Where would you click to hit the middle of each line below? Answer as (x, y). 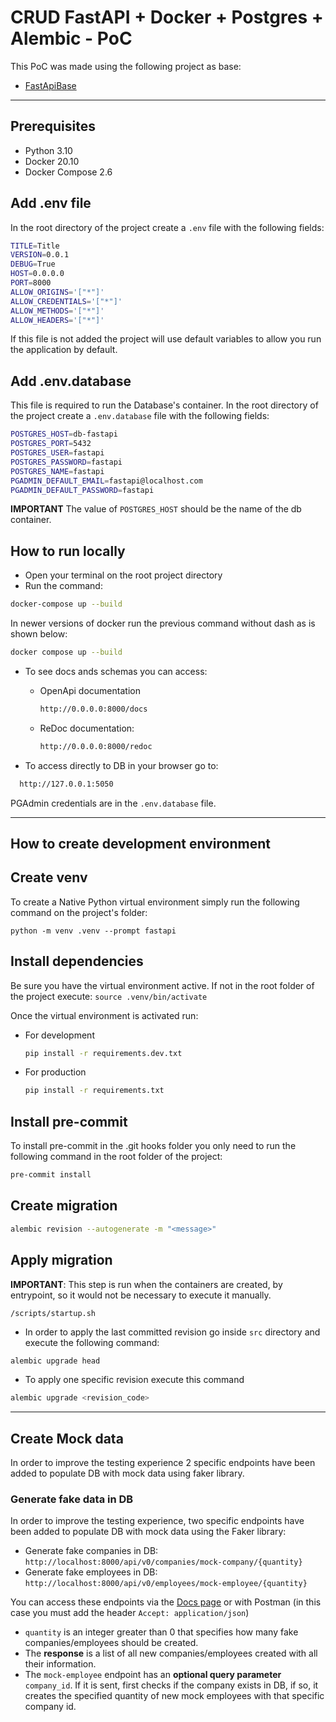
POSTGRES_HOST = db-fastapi (64, 434)
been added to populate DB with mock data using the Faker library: (148, 1532)
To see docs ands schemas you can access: (116, 671)
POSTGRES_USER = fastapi (57, 453)
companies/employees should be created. (111, 1643)
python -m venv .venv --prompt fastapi (93, 931)
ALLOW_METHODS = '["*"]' (57, 311)
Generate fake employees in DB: (91, 1572)
